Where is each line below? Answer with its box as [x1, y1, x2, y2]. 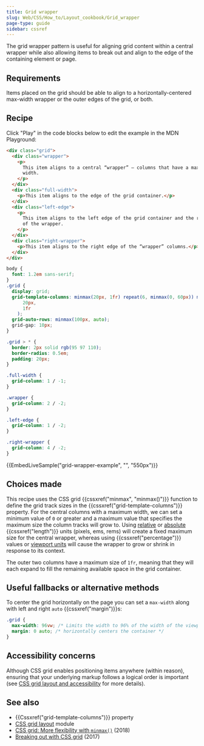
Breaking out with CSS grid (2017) [15, 733, 100, 740]
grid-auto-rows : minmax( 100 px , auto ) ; [12, 317, 110, 323]
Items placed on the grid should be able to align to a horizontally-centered [6, 89, 192, 97]
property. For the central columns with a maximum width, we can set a [6, 508, 183, 515]
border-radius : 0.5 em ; [12, 350, 69, 356]
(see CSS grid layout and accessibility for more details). [6, 680, 146, 687]
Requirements [6, 73, 61, 83]
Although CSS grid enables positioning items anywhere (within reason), [6, 666, 185, 674]
